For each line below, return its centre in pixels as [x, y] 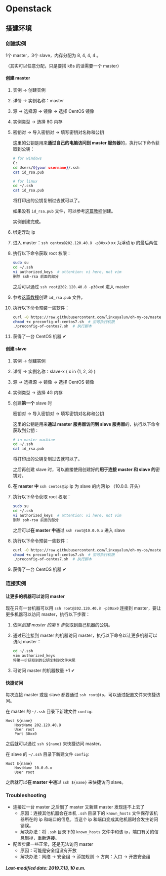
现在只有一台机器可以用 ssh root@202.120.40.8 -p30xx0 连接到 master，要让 [83, 608]
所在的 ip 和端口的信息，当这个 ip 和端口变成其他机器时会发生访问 [91, 819]
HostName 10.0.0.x [33, 768]
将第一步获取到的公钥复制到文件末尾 [44, 661]
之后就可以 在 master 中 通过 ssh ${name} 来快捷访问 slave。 [66, 782]
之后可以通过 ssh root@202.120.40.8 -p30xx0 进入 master [71, 286]
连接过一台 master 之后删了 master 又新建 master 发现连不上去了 [79, 807]
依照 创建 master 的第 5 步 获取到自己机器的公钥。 [62, 625]
